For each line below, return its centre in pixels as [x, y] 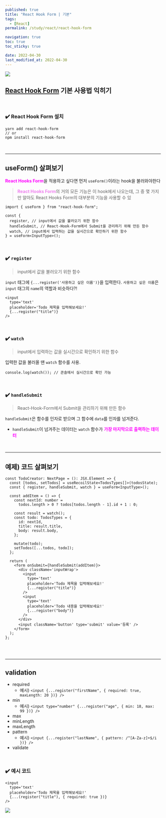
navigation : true [23, 37]
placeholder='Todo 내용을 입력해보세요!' [66, 606]
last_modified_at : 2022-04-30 [36, 60]
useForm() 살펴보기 [34, 168]
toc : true [15, 42]
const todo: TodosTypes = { [43, 518]
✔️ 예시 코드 [18, 771]
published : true [22, 10]
